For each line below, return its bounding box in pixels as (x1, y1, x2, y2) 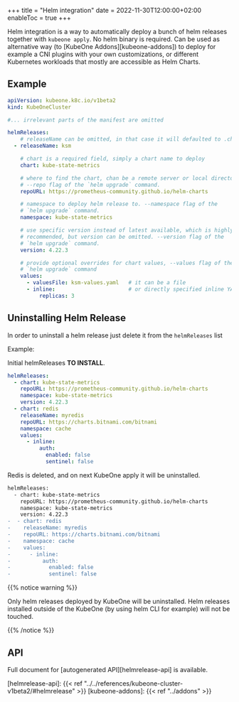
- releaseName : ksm (14, 142, 72, 150)
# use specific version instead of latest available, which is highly (20, 227, 234, 234)
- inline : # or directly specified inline (26, 286, 224, 293)
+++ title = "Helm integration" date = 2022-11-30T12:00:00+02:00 (7, 6, 201, 14)
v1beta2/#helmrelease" (7, 686, 75, 695)
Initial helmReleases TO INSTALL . (7, 358, 105, 367)
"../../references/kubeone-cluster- (84, 679, 184, 688)
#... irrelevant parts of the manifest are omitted (7, 117, 164, 124)
